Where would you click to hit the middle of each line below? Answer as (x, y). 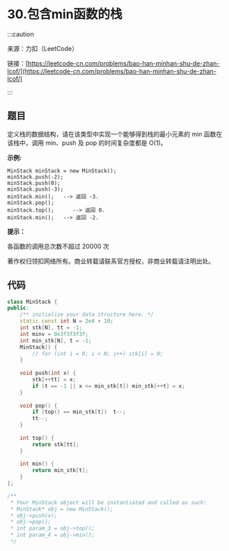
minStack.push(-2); (35, 177)
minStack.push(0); (34, 183)
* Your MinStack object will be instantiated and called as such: (109, 502)
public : (18, 308)
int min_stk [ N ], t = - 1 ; (56, 340)
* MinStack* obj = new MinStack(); (62, 509)
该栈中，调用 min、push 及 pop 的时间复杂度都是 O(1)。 (87, 142)
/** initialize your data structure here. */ (87, 315)
